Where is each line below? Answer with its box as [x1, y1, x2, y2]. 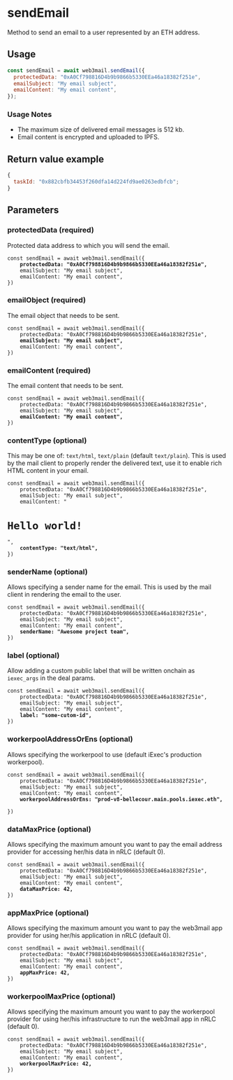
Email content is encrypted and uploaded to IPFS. [17, 133, 160, 141]
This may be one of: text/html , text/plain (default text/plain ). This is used [7, 452, 227, 460]
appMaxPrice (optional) [7, 908, 89, 918]
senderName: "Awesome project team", [20, 628, 130, 635]
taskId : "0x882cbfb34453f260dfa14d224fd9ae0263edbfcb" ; [13, 179, 179, 186]
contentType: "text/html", [20, 544, 98, 551]
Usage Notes [7, 110, 52, 120]
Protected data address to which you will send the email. [7, 241, 170, 249]
